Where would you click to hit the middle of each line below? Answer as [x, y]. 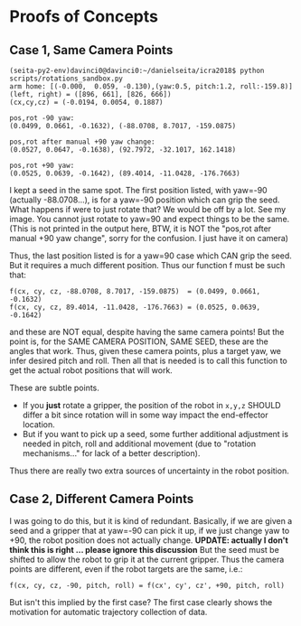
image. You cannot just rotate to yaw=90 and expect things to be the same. [150, 219]
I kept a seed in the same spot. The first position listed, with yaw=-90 [139, 190]
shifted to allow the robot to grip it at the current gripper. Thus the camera [147, 559]
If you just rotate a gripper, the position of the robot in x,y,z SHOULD [152, 405]
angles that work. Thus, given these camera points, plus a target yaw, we [146, 351]
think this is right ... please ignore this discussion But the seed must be [145, 549]
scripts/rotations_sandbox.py [66, 79]
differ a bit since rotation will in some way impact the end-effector [145, 415]
